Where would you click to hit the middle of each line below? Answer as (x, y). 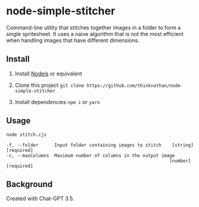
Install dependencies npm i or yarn (57, 102)
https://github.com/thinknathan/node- (135, 86)
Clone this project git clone (50, 85)
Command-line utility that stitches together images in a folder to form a (94, 28)
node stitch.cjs (26, 135)
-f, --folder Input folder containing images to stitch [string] (100, 145)
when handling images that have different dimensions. (73, 40)
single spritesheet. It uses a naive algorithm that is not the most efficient (95, 34)
